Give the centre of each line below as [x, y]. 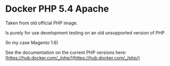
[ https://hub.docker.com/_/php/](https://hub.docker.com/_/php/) [73, 58]
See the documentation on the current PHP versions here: [66, 52]
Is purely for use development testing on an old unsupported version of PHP [85, 32]
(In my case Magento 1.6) [32, 42]
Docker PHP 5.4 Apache [57, 9]
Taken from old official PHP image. [41, 23]
